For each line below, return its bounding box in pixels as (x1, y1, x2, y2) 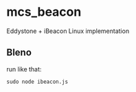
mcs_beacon (6, 4, 82, 20)
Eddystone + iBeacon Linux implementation (6, 27, 130, 35)
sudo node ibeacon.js (6, 78, 69, 85)
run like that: (6, 65, 42, 73)
